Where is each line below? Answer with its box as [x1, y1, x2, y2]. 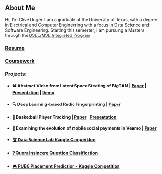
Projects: [5, 70, 27, 77]
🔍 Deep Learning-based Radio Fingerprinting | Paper [12, 101, 121, 107]
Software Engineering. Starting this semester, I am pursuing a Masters [5, 27, 145, 33]
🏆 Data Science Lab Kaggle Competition [12, 137, 96, 142]
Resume [5, 44, 25, 51]
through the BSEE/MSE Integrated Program [5, 32, 91, 38]
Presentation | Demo [12, 90, 55, 96]
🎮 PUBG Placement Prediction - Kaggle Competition [12, 163, 120, 169]
